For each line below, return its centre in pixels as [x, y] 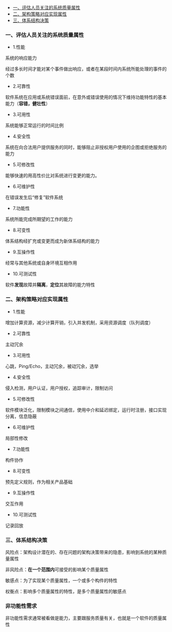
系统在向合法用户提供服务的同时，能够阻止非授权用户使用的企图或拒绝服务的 [86, 147]
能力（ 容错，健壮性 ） [28, 104]
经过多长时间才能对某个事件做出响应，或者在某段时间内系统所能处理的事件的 [86, 69]
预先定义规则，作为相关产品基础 [39, 481]
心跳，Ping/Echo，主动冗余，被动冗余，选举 [52, 366]
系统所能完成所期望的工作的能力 [39, 219]
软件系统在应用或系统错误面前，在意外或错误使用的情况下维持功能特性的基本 [86, 97]
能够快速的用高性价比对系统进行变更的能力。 [52, 176]
